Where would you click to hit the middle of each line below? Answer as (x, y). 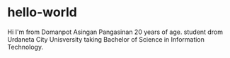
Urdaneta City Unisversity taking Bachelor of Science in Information (106, 39)
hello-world (42, 12)
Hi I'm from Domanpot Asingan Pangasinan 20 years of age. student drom (115, 32)
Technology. (25, 47)
